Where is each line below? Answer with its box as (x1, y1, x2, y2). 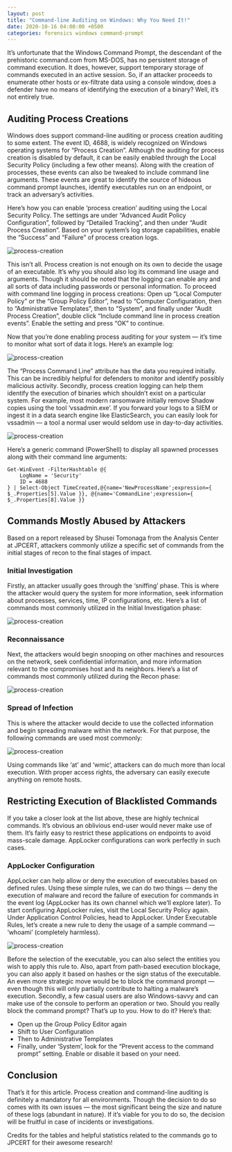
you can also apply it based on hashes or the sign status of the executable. (7, 969, 222, 978)
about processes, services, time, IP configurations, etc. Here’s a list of (7, 596, 207, 604)
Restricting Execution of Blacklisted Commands (7, 795, 217, 807)
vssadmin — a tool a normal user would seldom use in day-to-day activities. (7, 418, 224, 427)
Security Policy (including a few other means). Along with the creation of (7, 161, 215, 169)
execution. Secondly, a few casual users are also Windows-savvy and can (7, 992, 219, 1000)
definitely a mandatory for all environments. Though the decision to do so (7, 1095, 217, 1103)
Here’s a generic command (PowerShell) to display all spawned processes (7, 446, 219, 454)
